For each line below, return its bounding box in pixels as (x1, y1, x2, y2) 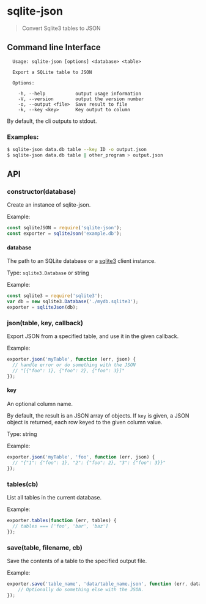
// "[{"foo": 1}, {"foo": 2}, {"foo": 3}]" (12, 368, 125, 374)
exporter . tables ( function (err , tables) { (7, 517, 117, 523)
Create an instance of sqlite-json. (7, 201, 91, 208)
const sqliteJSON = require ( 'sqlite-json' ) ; (7, 225, 122, 231)
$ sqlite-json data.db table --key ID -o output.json (7, 147, 147, 153)
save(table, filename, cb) (7, 543, 83, 551)
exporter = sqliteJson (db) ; (7, 304, 79, 311)
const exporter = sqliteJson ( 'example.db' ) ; (7, 230, 122, 237)
